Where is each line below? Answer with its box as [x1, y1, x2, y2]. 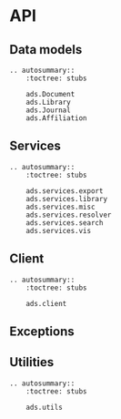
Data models [9, 42, 83, 57]
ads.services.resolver [25, 210, 112, 220]
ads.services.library [25, 194, 107, 203]
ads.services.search [25, 218, 104, 228]
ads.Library [25, 97, 71, 107]
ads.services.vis [25, 226, 92, 235]
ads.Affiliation [25, 114, 88, 123]
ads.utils [25, 403, 64, 412]
